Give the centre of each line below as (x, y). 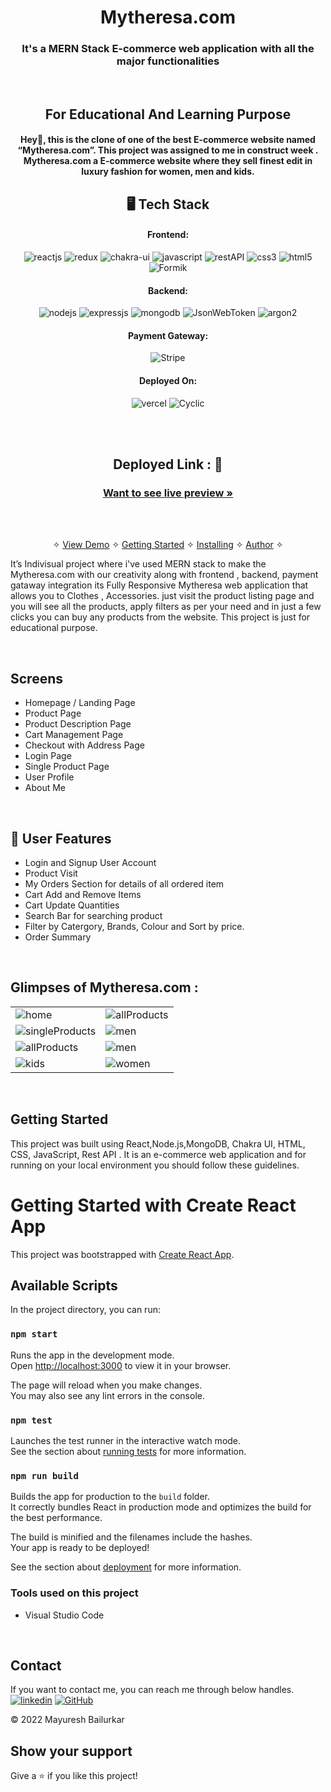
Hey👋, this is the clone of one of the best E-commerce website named (168, 140)
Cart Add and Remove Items (83, 894)
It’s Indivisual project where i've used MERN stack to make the (138, 564)
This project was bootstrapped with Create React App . (122, 1254)
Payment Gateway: (168, 335)
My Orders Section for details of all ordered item (124, 883)
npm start (34, 1334)
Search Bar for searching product (93, 915)
